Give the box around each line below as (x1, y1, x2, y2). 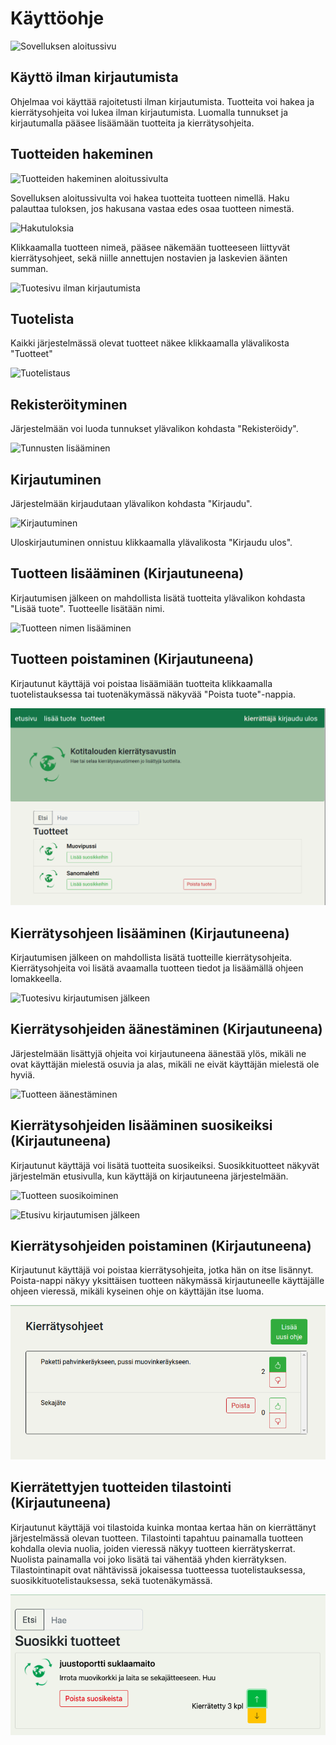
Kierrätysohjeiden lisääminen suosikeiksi (10, 1117, 273, 1134)
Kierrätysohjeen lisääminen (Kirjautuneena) (10, 925, 290, 942)
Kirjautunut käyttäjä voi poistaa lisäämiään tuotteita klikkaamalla (10, 677, 273, 689)
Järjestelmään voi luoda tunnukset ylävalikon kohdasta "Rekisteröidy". (10, 423, 299, 435)
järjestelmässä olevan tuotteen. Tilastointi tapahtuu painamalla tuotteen (10, 1532, 304, 1544)
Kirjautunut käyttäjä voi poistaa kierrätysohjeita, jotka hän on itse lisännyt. (10, 1264, 314, 1276)
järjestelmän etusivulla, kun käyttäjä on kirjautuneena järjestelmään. (10, 1170, 289, 1182)
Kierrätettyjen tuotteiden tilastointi (10, 1479, 232, 1496)
